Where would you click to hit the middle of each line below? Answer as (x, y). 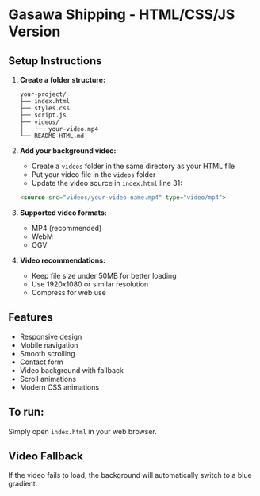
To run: (26, 412)
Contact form (41, 362)
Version (34, 31)
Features (31, 318)
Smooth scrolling (47, 353)
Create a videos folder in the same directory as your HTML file (133, 166)
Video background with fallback (72, 370)
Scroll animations (48, 379)
